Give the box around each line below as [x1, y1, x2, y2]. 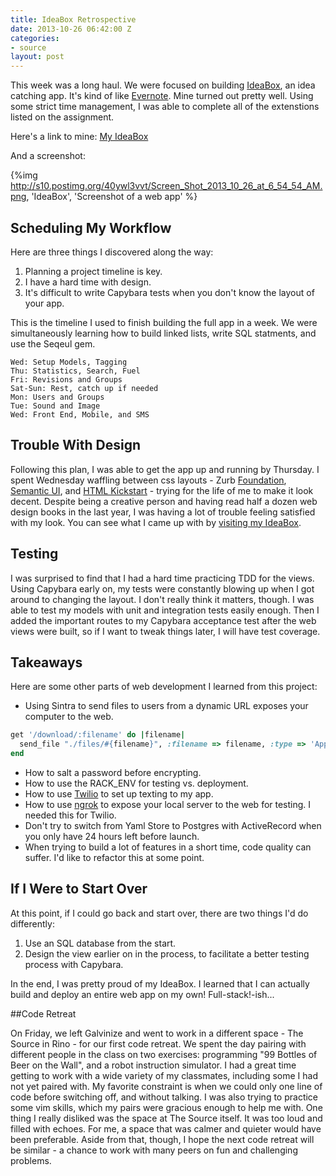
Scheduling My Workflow [10, 219, 172, 236]
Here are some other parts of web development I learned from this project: [10, 681, 318, 693]
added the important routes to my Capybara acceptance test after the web [10, 614, 317, 626]
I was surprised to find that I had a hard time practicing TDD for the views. [10, 572, 315, 584]
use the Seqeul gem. [10, 337, 96, 350]
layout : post [10, 52, 65, 62]
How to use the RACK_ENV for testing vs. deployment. [24, 777, 249, 789]
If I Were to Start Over [10, 881, 148, 898]
